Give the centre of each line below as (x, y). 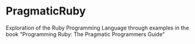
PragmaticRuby (46, 11)
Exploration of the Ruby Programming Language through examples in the (97, 28)
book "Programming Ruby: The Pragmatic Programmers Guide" (86, 34)
